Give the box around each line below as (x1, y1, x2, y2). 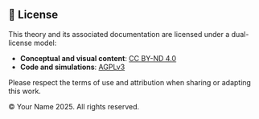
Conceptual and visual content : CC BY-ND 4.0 (19, 53, 177, 63)
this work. (8, 86, 42, 96)
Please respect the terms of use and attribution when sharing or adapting (8, 77, 252, 87)
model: (33, 38, 57, 47)
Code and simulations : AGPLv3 (19, 62, 125, 72)
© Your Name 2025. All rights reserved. (8, 101, 140, 111)
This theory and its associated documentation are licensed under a (8, 29, 230, 39)
